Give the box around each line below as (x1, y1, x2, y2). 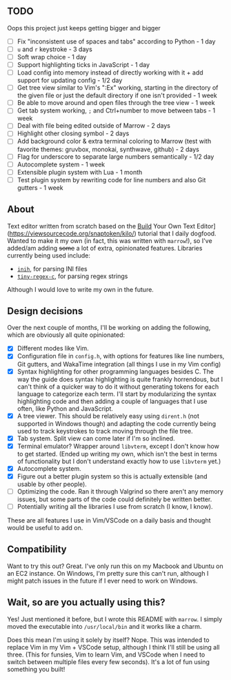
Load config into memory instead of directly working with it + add (17, 68, 203, 77)
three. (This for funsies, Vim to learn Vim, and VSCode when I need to (7, 650, 205, 659)
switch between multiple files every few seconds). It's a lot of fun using (7, 657, 210, 666)
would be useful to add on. (7, 524, 83, 532)
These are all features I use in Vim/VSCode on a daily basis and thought (7, 516, 212, 524)
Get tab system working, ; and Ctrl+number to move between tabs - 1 (17, 106, 216, 115)
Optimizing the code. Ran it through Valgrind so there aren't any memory (17, 487, 224, 496)
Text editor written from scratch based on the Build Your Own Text (7, 222, 195, 230)
